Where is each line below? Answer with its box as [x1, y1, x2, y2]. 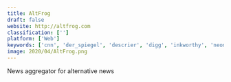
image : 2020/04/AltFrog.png [7, 49, 88, 55]
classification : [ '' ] [7, 29, 69, 36]
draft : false [7, 16, 45, 23]
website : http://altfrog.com [7, 23, 91, 29]
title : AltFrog [7, 10, 51, 17]
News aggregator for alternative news [7, 66, 115, 75]
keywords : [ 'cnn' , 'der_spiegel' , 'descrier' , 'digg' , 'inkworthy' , [7, 42, 208, 49]
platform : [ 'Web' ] [7, 36, 60, 42]
